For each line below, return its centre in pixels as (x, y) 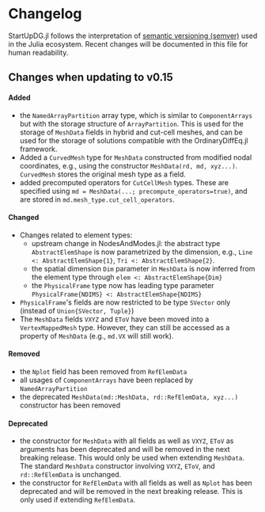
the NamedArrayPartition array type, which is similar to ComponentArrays (136, 115)
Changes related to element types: (76, 235)
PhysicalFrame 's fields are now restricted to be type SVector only (125, 302)
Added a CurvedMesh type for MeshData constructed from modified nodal (136, 157)
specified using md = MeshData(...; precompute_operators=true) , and (133, 191)
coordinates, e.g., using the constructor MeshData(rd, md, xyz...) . (129, 165)
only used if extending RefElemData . (78, 500)
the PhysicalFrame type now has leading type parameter (123, 285)
